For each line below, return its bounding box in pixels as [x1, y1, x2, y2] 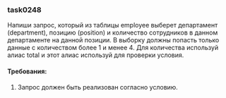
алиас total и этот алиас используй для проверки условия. [7, 51, 184, 59]
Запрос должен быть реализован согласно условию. [17, 82, 178, 91]
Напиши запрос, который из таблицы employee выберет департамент [7, 21, 218, 30]
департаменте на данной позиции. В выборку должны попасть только [7, 36, 220, 44]
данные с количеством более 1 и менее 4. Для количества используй [7, 44, 219, 52]
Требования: [7, 67, 47, 75]
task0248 [7, 5, 42, 15]
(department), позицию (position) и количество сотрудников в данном [7, 28, 218, 37]
